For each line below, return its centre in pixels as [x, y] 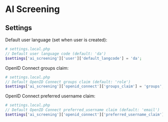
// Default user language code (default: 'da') [56, 54]
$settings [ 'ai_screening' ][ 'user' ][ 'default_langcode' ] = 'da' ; [73, 58]
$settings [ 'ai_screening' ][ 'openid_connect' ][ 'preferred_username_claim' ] [85, 114]
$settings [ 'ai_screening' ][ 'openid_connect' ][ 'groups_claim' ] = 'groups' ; [85, 86]
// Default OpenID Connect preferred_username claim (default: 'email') [82, 110]
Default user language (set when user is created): [56, 40]
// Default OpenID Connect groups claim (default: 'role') [68, 82]
